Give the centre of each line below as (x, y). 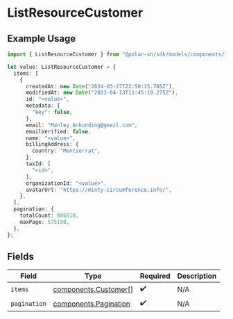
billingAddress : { (52, 145)
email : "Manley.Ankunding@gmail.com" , (81, 125)
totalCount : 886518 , (49, 215)
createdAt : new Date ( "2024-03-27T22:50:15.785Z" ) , (100, 86)
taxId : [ (38, 164)
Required (155, 276)
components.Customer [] (93, 289)
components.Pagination (92, 304)
